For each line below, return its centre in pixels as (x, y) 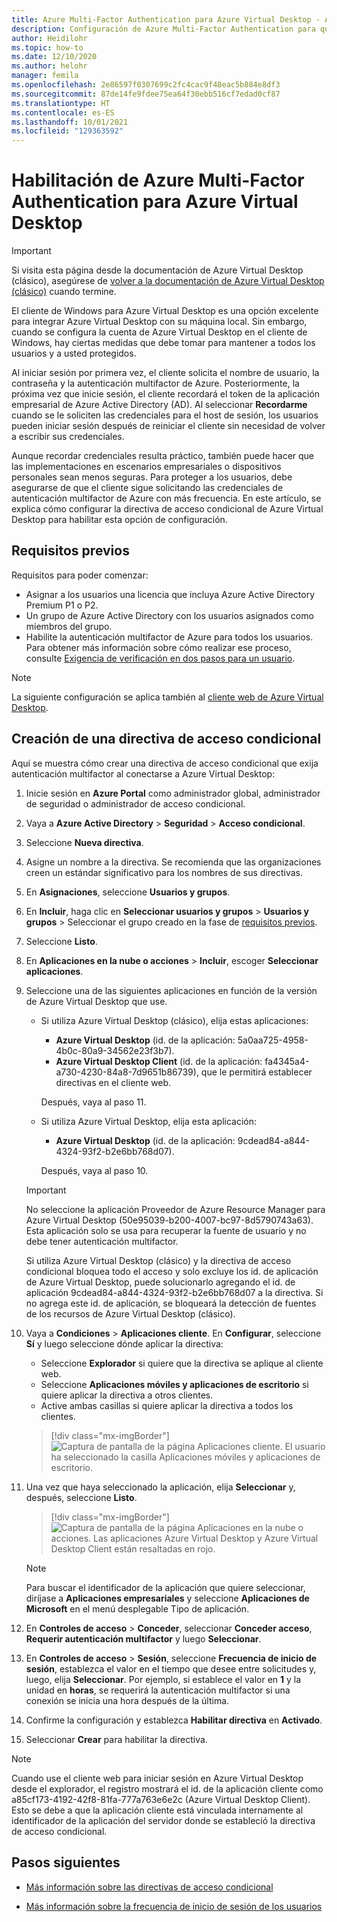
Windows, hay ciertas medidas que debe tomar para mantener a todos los (163, 343)
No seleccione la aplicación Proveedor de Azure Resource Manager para (175, 1209)
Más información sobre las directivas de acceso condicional (149, 1887)
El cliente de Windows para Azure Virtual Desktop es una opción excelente (165, 311)
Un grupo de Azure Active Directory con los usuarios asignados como (169, 615)
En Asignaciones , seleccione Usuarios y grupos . (128, 892)
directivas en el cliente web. (113, 1082)
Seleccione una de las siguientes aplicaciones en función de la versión (171, 990)
